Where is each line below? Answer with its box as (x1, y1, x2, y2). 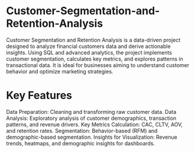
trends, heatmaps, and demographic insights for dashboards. (6, 139, 155, 146)
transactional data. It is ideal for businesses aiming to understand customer (6, 61, 190, 69)
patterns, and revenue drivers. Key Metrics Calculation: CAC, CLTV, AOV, (6, 120, 183, 128)
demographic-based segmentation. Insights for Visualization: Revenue (6, 133, 177, 141)
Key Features (6, 89, 73, 102)
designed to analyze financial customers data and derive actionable (6, 43, 171, 50)
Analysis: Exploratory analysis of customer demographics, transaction (6, 114, 177, 122)
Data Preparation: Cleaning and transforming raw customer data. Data (6, 108, 177, 115)
